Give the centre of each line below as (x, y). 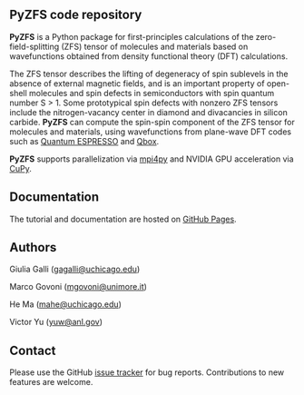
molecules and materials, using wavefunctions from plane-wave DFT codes (151, 132)
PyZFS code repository (76, 15)
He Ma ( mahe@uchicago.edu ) (66, 304)
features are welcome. (51, 382)
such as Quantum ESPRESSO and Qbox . (84, 141)
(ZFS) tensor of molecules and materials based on (155, 46)
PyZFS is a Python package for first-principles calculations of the (132, 36)
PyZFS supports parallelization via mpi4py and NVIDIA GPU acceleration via (152, 159)
